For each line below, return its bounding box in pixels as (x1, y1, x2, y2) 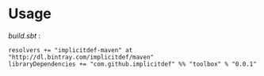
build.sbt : (8, 31, 41, 40)
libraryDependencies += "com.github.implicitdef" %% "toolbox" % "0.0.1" (8, 60, 258, 68)
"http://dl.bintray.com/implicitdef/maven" (8, 53, 155, 61)
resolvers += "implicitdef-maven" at (8, 46, 133, 54)
